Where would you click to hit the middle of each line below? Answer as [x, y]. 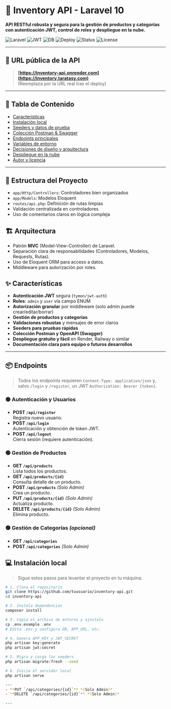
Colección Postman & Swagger [45, 133]
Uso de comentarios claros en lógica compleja [61, 214]
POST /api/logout [32, 434]
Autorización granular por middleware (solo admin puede [74, 306]
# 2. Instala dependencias [34, 606]
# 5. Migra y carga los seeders [39, 657]
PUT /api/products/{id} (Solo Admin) [53, 498]
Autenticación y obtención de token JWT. [56, 429]
